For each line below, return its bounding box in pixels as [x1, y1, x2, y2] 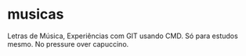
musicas [7, 5, 64, 23]
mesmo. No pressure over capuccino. [7, 39, 129, 48]
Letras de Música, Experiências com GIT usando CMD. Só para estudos [7, 31, 238, 40]
